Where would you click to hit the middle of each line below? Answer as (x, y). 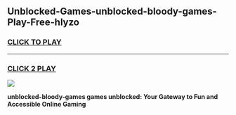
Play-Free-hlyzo (43, 23)
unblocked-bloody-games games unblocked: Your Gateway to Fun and (113, 96)
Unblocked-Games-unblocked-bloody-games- (112, 11)
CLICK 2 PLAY (32, 68)
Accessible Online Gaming (47, 104)
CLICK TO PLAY (34, 43)
